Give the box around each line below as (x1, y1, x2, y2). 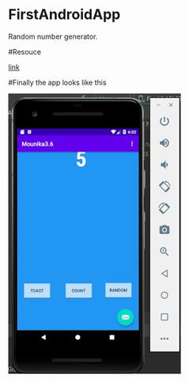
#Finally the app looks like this (8, 78, 107, 87)
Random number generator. (8, 32, 98, 41)
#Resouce (8, 47, 42, 56)
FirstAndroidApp (8, 6, 121, 24)
